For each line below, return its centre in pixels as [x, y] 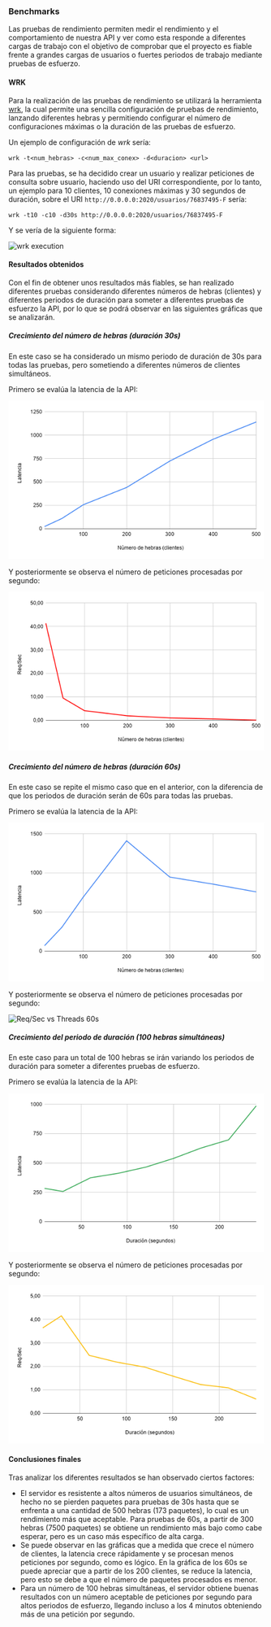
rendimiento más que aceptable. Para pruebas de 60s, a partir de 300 [137, 1519]
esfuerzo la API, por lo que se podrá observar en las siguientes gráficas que [135, 308]
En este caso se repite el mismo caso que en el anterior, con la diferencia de [136, 787]
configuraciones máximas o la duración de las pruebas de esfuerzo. [122, 126]
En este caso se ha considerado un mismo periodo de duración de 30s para [135, 356]
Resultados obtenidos [46, 264]
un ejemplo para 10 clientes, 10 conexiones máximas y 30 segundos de [127, 190]
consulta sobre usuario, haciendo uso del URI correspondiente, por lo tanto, [135, 181]
